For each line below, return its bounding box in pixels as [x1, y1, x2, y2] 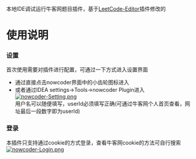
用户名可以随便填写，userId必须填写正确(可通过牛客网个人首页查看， [14, 100, 185, 107]
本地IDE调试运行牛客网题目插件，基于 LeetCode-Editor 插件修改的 [6, 5, 166, 12]
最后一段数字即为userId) [20, 107, 80, 115]
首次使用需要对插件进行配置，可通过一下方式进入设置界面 [6, 66, 148, 73]
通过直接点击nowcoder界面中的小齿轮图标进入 [14, 79, 129, 86]
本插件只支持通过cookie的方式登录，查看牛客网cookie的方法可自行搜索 [6, 139, 182, 146]
